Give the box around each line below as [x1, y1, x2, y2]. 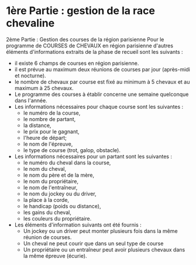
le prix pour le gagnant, [23, 128, 80, 135]
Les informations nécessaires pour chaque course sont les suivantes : [14, 103, 184, 110]
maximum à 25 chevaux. [14, 84, 74, 91]
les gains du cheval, [23, 209, 71, 216]
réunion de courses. [23, 233, 72, 240]
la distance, [23, 122, 51, 129]
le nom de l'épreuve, [23, 140, 73, 147]
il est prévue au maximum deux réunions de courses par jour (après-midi [14, 66, 190, 73]
